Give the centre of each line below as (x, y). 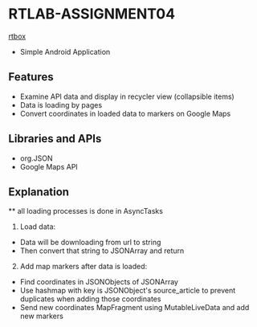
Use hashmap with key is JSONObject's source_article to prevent (128, 291)
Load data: (38, 227)
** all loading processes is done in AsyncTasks (86, 211)
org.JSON (37, 158)
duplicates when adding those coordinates (90, 299)
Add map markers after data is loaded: (84, 267)
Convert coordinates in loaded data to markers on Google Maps (125, 113)
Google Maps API (49, 166)
